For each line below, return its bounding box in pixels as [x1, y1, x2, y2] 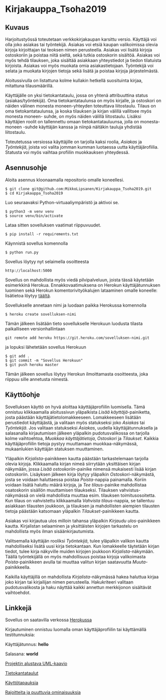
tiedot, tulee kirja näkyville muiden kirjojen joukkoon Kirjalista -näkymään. [5, 548, 155, 554]
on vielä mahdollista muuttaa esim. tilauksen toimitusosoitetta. [29, 492, 156, 498]
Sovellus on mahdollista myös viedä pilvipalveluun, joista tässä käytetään [5, 276, 154, 283]
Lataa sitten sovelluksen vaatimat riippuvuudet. [5, 222, 102, 228]
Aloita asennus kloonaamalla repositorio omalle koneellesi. [5, 177, 124, 183]
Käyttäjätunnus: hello [5, 642, 49, 647]
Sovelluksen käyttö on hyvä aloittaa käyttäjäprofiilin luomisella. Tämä [5, 404, 145, 410]
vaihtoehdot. [5, 590, 31, 595]
